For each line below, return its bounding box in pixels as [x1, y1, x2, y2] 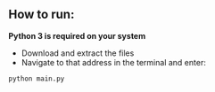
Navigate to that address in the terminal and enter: [21, 57, 206, 67]
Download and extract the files [21, 48, 135, 58]
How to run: [8, 7, 75, 22]
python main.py [8, 74, 65, 83]
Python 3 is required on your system [8, 30, 146, 41]
